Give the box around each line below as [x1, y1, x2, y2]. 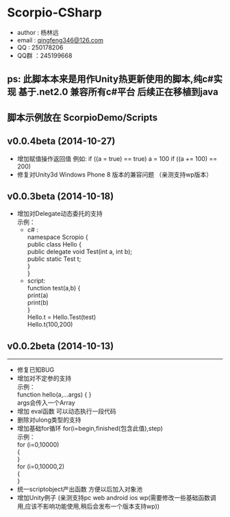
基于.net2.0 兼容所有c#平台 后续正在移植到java [18, 86, 219, 98]
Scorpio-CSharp [7, 5, 103, 21]
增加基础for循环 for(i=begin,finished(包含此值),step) [16, 425, 163, 433]
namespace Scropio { [27, 233, 88, 241]
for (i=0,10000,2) [16, 462, 65, 470]
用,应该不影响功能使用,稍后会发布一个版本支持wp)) [16, 502, 159, 511]
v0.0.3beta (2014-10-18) [7, 190, 114, 202]
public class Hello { [27, 240, 82, 249]
